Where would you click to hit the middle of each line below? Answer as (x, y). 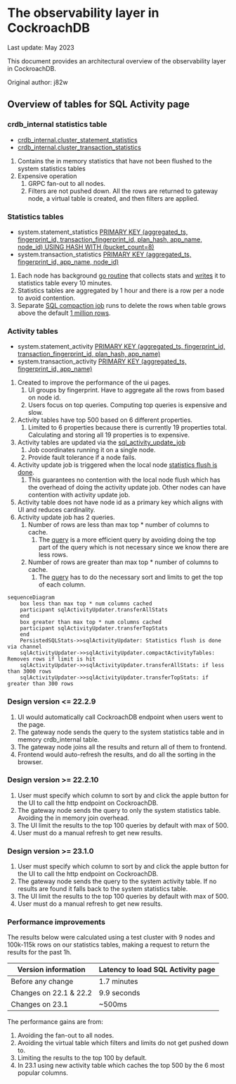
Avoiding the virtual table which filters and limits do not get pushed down (123, 1043)
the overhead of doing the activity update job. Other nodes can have (127, 487)
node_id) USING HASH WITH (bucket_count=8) (86, 247)
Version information (51, 970)
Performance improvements (56, 922)
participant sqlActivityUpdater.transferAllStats (94, 610)
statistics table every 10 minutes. (65, 282)
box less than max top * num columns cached (86, 604)
